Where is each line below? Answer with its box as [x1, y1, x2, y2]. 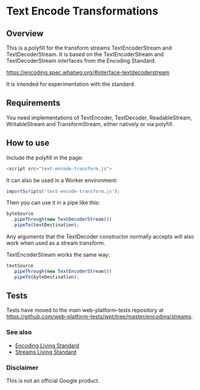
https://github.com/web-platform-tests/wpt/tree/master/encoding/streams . [6, 313, 193, 321]
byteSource [6, 211, 34, 217]
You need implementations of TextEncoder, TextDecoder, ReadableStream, [6, 113, 192, 121]
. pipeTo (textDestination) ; [11, 222, 80, 228]
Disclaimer [6, 363, 39, 372]
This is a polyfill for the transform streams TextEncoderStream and [6, 44, 172, 51]
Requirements [6, 98, 60, 108]
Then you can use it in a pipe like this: [6, 199, 100, 206]
